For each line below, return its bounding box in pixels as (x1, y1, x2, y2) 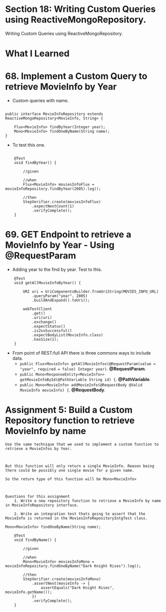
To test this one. (12, 142, 46, 148)
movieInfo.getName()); (5, 590, 52, 595)
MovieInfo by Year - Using (5, 239, 115, 251)
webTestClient (23, 306, 52, 311)
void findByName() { (14, 537, 57, 542)
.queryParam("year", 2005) (31, 294, 88, 299)
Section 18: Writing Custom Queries (5, 3, 156, 15)
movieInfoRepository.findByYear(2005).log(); (5, 186, 101, 192)
